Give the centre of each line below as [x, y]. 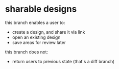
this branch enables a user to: [35, 23]
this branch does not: [26, 52]
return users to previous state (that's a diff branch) [63, 61]
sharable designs [41, 9]
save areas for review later [39, 42]
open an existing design [36, 37]
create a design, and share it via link [48, 32]
